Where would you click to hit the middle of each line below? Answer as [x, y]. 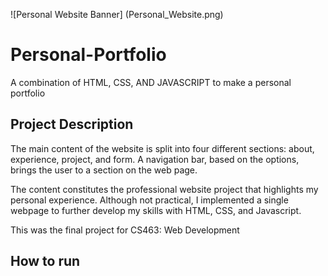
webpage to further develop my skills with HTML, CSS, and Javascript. [156, 210]
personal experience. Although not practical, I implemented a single [149, 200]
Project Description [72, 124]
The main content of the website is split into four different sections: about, [162, 148]
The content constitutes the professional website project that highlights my [164, 189]
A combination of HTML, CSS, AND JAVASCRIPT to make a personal [151, 82]
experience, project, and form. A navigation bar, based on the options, [155, 159]
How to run [45, 261]
